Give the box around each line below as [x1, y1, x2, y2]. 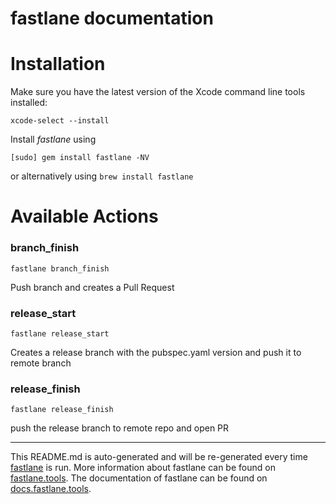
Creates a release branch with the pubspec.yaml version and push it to [10, 346, 302, 358]
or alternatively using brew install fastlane [10, 170, 194, 182]
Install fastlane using [10, 133, 97, 146]
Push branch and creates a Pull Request [10, 281, 175, 293]
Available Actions [10, 205, 159, 228]
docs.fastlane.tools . [10, 483, 92, 495]
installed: [10, 97, 48, 109]
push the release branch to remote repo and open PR [10, 422, 230, 434]
